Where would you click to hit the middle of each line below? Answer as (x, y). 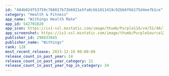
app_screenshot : (22, 33)
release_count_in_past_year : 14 (39, 56)
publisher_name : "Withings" (35, 42)
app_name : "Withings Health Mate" (41, 19)
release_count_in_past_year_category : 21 (49, 61)
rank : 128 (16, 47)
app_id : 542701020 (24, 24)
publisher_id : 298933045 (31, 38)
